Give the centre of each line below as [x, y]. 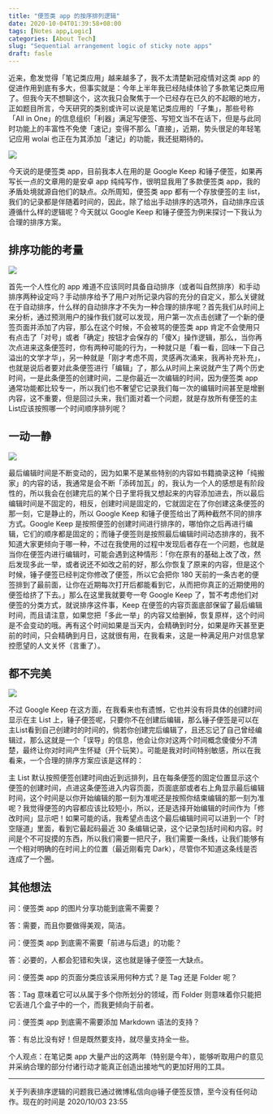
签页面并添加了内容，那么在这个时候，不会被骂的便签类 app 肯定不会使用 [131, 327]
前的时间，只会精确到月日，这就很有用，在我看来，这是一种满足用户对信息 [133, 635]
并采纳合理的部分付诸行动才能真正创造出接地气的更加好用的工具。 [119, 1067]
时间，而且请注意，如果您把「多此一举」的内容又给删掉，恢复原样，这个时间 [136, 615]
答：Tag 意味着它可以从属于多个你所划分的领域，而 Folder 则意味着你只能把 [135, 995]
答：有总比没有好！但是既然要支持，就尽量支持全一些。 [101, 1039]
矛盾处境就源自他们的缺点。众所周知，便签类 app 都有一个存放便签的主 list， [136, 191]
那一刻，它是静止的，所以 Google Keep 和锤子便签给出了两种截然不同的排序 [135, 514]
